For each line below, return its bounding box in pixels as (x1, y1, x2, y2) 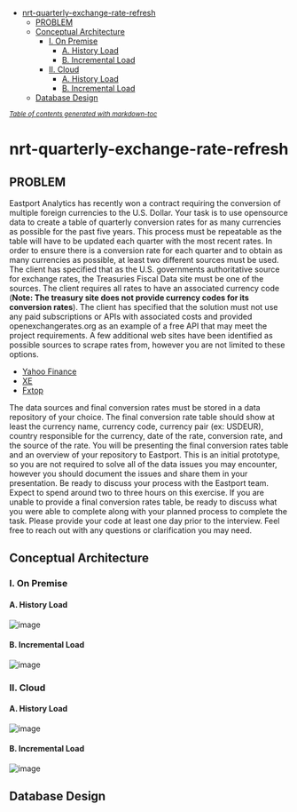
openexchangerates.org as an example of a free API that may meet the (9, 321, 268, 331)
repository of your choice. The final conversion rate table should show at (9, 412, 275, 422)
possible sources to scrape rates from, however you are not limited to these (9, 339, 285, 350)
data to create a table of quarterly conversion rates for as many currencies (9, 217, 282, 227)
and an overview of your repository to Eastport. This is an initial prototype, (9, 450, 281, 460)
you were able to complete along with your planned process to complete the (9, 506, 288, 516)
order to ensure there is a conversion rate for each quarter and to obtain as (9, 245, 284, 256)
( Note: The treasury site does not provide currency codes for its (9, 292, 250, 303)
